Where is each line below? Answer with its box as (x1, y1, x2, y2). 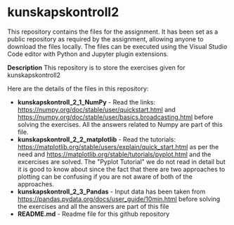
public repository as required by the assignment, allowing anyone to (7, 34, 204, 43)
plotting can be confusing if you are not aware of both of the (17, 172, 193, 181)
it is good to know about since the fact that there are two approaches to (17, 165, 226, 173)
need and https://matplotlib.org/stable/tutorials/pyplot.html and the (17, 150, 212, 158)
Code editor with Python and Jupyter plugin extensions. (7, 50, 169, 58)
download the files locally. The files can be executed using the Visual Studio (7, 42, 228, 50)
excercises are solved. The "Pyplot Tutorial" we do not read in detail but (17, 157, 226, 165)
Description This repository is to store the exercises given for (7, 63, 186, 71)
